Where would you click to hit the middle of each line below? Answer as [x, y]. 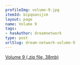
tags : [11, 29]
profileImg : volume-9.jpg [32, 10]
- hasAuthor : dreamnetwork [33, 33]
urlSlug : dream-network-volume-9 [40, 43]
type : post [17, 38]
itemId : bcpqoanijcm [27, 15]
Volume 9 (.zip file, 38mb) [32, 57]
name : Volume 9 [21, 24]
